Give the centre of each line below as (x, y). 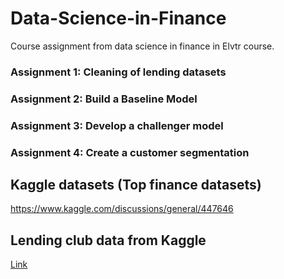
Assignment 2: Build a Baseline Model (104, 99)
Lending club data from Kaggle (108, 240)
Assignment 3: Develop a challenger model (117, 125)
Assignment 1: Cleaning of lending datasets (118, 72)
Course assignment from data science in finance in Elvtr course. (142, 46)
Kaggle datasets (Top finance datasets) (136, 185)
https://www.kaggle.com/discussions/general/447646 (122, 209)
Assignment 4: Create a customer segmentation (130, 152)
